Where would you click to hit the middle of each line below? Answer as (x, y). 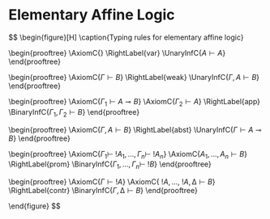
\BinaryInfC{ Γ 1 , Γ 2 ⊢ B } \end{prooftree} (74, 113)
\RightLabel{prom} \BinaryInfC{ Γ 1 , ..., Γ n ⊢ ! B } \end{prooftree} (110, 165)
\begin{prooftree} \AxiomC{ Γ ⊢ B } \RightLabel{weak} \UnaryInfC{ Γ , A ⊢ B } (134, 77)
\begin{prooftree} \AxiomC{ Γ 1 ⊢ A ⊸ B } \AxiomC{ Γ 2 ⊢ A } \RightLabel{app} (135, 102)
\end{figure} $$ (34, 206)
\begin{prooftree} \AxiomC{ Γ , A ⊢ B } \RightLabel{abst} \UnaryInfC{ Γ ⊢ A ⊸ (135, 129)
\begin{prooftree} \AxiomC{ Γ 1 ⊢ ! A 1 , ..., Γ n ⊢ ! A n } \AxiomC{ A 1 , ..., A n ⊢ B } (128, 155)
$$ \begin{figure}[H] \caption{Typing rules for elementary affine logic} (126, 37)
